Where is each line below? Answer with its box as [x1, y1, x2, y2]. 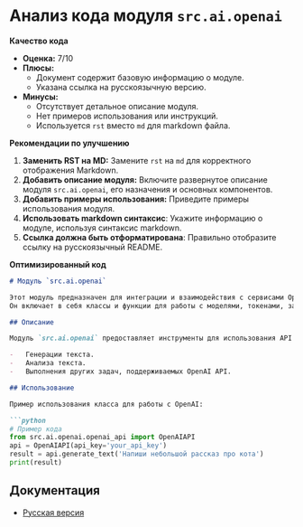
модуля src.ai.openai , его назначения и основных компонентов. [22, 184, 273, 194]
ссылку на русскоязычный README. [22, 241, 163, 252]
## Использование [9, 383, 75, 392]
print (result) [9, 458, 63, 467]
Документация [9, 483, 101, 498]
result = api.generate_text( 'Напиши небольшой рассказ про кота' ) [9, 449, 264, 459]
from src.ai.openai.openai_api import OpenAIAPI [9, 433, 196, 442]
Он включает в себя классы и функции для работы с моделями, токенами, [9, 301, 284, 310]
